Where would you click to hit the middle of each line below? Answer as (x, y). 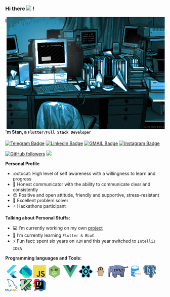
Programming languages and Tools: (44, 258)
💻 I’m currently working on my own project (57, 228)
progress (22, 179)
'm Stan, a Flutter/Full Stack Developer (48, 132)
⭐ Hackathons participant (39, 206)
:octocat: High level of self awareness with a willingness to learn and (84, 173)
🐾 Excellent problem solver (40, 200)
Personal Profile (23, 163)
